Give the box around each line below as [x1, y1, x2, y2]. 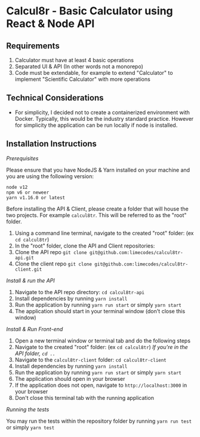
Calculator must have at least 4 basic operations [14, 57, 134, 63]
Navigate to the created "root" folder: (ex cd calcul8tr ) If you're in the [14, 343, 188, 350]
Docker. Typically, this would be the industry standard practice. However [14, 115, 194, 122]
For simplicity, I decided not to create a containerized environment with [14, 109, 190, 116]
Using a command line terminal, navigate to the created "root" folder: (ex [14, 229, 194, 237]
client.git [14, 266, 42, 273]
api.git [14, 255, 34, 261]
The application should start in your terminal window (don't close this [14, 307, 186, 314]
